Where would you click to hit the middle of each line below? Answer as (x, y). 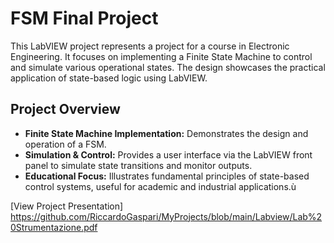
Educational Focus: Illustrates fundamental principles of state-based (167, 176)
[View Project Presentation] (67, 206)
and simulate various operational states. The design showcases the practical (168, 67)
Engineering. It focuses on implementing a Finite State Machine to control (161, 56)
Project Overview (65, 109)
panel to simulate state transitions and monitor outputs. (138, 165)
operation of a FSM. (65, 144)
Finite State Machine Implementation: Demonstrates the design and (166, 133)
